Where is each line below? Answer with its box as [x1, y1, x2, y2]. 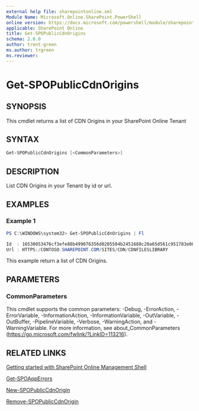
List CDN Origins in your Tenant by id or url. [6, 182, 113, 189]
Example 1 [6, 217, 36, 225]
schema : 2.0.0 [6, 36, 41, 42]
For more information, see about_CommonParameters [49, 325, 181, 332]
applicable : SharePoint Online [6, 25, 84, 31]
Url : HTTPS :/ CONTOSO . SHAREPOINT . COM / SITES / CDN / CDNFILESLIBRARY [6, 247, 168, 253]
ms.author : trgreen [6, 47, 54, 53]
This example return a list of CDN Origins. [6, 257, 108, 264]
